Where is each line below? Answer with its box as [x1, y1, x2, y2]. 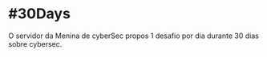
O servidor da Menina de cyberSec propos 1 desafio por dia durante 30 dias [8, 31, 259, 40]
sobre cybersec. [8, 39, 63, 48]
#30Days [8, 5, 71, 23]
